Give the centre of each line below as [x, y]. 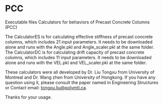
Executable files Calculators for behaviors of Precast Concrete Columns [78, 22]
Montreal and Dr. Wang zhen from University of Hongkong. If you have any [80, 77]
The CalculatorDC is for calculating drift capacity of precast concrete [75, 52]
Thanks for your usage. [29, 97]
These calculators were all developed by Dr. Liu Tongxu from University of [80, 72]
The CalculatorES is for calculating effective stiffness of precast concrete [79, 37]
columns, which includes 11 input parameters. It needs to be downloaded [78, 57]
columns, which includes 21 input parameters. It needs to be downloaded [79, 42]
